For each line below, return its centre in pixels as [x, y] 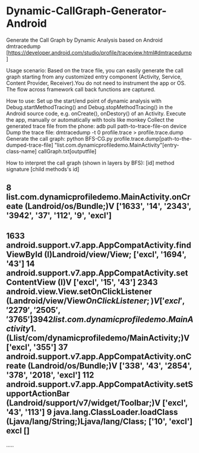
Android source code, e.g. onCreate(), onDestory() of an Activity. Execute [96, 113]
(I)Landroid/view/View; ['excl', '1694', [115, 254]
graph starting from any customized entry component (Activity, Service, [94, 77]
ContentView [31, 282]
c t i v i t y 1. [21, 329]
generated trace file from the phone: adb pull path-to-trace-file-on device [97, 126]
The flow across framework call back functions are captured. [81, 89]
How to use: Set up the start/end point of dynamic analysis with [84, 101]
